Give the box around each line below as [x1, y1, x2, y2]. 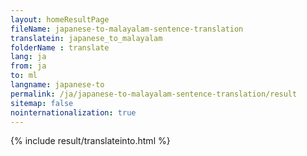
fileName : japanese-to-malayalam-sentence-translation [10, 24, 244, 34]
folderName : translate [10, 42, 110, 53]
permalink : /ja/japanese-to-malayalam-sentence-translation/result [10, 89, 298, 99]
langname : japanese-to [10, 80, 105, 90]
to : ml [10, 71, 38, 81]
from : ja [10, 61, 47, 71]
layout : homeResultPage [10, 14, 110, 25]
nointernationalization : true [10, 107, 137, 118]
